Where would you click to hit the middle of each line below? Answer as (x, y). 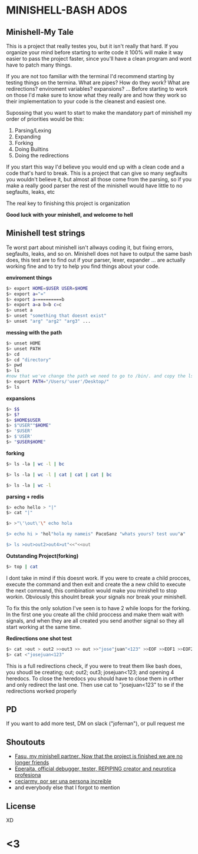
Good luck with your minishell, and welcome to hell (70, 215)
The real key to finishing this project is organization (68, 203)
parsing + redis (25, 496)
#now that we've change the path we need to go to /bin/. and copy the (96, 376)
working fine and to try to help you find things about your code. (83, 266)
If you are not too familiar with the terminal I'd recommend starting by (90, 76)
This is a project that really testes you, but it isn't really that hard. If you (92, 46)
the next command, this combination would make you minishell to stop (92, 590)
